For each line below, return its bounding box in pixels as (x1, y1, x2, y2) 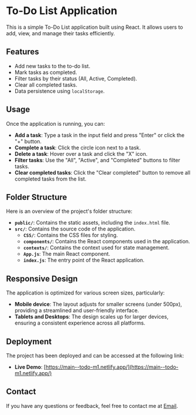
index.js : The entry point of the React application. (23, 257, 145, 264)
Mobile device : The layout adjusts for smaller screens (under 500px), (14, 301, 183, 308)
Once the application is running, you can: (6, 120, 105, 127)
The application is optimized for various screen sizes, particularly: (6, 289, 165, 296)
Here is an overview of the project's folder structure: (6, 207, 133, 215)
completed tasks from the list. (14, 175, 87, 182)
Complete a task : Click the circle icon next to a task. (14, 144, 142, 151)
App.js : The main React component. (23, 250, 111, 257)
